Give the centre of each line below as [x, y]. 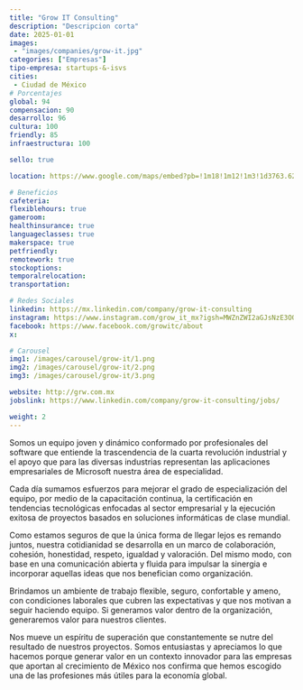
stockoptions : [36, 268]
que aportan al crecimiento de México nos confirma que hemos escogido [146, 666]
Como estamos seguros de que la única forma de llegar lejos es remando [145, 535]
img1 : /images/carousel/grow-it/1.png [82, 359]
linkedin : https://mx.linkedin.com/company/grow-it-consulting [131, 309]
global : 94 [30, 101]
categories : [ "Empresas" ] [58, 60]
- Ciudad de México [50, 85]
